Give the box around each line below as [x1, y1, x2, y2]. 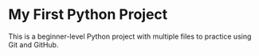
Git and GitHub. [8, 39, 59, 49]
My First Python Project [8, 6, 168, 24]
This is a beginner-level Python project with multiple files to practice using [8, 32, 252, 41]
